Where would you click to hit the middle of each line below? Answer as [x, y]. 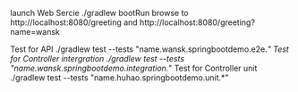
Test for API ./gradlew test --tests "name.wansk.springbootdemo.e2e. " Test [149, 49]
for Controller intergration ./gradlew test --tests [98, 59]
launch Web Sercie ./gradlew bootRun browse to [99, 13]
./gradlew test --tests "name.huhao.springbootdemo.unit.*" [119, 78]
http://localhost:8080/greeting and [74, 22]
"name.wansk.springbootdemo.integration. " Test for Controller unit [134, 68]
